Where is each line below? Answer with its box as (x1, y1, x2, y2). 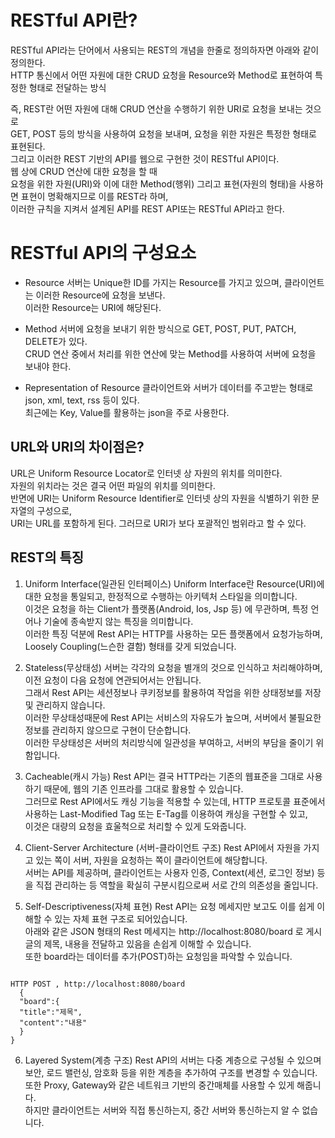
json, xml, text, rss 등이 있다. (24, 394, 140, 406)
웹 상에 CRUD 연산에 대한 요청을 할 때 (10, 165, 158, 177)
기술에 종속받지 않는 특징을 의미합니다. (43, 615, 194, 627)
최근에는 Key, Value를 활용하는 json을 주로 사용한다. (24, 406, 230, 418)
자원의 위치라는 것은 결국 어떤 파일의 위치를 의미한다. (10, 479, 216, 491)
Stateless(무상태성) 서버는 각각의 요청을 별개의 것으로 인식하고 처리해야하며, (24, 661, 323, 673)
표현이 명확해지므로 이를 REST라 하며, (20, 190, 169, 202)
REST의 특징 (10, 549, 85, 566)
